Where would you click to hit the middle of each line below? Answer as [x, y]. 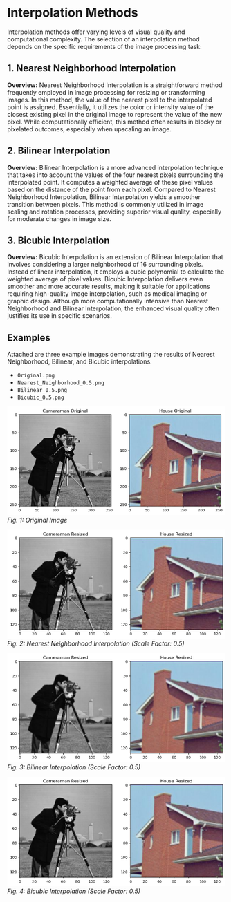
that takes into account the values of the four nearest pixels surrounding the [115, 175]
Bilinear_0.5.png [42, 391]
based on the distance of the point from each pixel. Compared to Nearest [111, 189]
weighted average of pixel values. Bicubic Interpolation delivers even [105, 279]
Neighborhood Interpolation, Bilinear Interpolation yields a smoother [104, 197]
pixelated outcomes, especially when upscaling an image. [89, 129]
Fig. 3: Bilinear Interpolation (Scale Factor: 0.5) [74, 767]
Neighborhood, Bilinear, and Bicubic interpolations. [80, 361]
